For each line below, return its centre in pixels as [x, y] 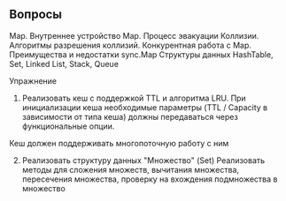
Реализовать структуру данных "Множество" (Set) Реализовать [143, 160]
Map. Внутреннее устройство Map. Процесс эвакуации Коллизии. [134, 35]
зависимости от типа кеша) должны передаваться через [130, 116]
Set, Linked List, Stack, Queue [64, 63]
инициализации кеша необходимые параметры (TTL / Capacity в [145, 107]
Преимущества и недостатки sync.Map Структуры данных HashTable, [141, 54]
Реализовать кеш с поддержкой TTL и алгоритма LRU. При [134, 98]
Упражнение [33, 81]
